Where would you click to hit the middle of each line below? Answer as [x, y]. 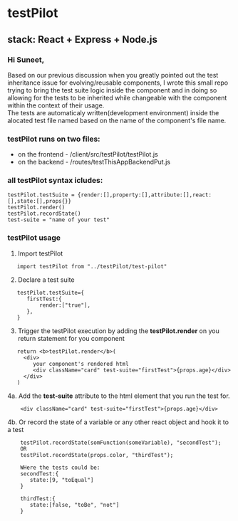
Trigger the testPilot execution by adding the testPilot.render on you [118, 331]
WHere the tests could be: [60, 468]
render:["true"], [65, 305]
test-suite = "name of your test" [59, 220]
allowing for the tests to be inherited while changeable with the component [117, 98]
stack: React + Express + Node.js [83, 40]
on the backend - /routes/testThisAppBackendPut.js [94, 162]
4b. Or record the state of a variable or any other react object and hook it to [118, 422]
